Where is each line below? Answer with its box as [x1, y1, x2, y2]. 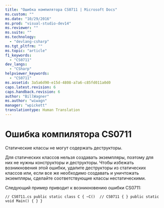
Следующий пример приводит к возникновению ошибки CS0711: [5, 184, 141, 190]
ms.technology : [5, 35, 36, 40]
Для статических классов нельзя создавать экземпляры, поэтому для [5, 154, 154, 160]
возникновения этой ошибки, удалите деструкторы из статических [5, 165, 146, 171]
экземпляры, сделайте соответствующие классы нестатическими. [5, 175, 146, 181]
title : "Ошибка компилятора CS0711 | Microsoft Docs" [5, 7, 118, 12]
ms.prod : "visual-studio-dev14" [5, 21, 71, 26]
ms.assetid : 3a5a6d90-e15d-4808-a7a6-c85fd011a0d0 [5, 80, 111, 85]
